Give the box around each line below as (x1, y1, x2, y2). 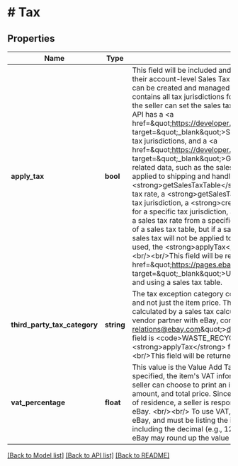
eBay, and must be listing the (132, 415, 229, 425)
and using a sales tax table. (132, 277, 223, 287)
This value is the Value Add (132, 362, 222, 372)
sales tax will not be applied (132, 233, 225, 243)
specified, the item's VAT (132, 371, 215, 380)
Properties (7, 33, 55, 45)
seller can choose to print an (132, 380, 227, 390)
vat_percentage (11, 397, 66, 407)
